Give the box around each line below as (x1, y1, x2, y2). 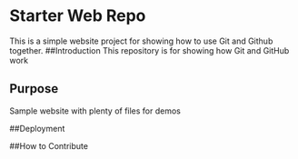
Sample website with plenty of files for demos (9, 105, 182, 116)
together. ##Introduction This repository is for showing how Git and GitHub (9, 45, 290, 55)
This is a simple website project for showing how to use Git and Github (9, 35, 273, 46)
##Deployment (9, 123, 65, 134)
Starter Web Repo (9, 5, 146, 26)
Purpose (9, 81, 59, 96)
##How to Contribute (9, 140, 89, 151)
